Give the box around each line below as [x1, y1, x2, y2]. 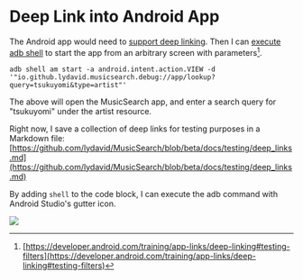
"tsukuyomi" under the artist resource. [9, 105, 151, 116]
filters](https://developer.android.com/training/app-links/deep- [22, 250, 257, 261]
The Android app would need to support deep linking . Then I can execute [9, 36, 281, 47]
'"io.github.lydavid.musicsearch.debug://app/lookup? [9, 72, 216, 82]
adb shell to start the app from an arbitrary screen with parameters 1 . [9, 45, 263, 58]
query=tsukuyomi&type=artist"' [9, 80, 127, 89]
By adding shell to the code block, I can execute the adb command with [9, 188, 278, 199]
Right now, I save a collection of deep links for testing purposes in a [9, 123, 261, 134]
